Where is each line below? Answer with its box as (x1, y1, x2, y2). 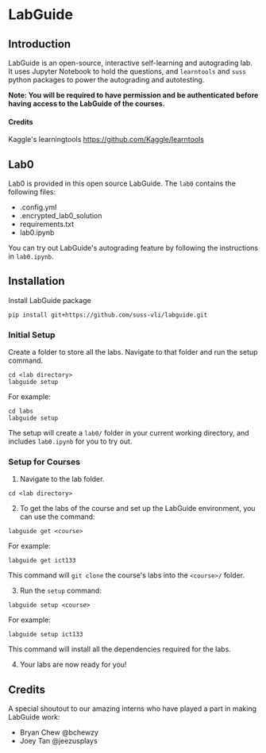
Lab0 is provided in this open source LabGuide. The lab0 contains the (8, 179, 237, 188)
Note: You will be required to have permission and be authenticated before (8, 90, 259, 100)
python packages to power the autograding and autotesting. (8, 75, 205, 84)
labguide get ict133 (8, 557, 77, 565)
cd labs (8, 407, 34, 416)
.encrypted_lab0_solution (19, 211, 102, 221)
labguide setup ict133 (8, 631, 83, 639)
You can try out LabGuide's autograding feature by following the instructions (8, 244, 259, 253)
